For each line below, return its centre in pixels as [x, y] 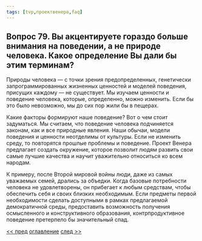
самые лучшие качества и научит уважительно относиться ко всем [95, 156]
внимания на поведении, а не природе [83, 46]
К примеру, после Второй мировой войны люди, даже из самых [89, 175]
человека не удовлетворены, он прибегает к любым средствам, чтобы [99, 187]
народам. [19, 162]
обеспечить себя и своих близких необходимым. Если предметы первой [101, 194]
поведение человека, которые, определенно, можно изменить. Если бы [100, 99]
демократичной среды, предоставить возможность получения [88, 207]
